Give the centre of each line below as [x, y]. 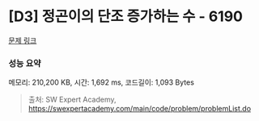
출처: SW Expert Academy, [72, 100]
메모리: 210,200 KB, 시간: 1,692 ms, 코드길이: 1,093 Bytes [101, 82]
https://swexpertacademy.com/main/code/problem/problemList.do [140, 109]
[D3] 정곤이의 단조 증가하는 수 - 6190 [125, 17]
